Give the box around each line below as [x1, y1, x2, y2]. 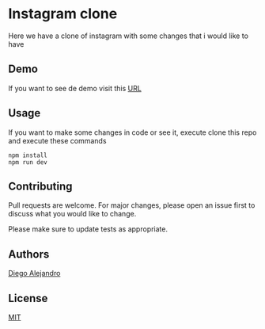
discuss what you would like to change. [8, 209, 137, 219]
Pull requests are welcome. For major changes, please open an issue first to [8, 201, 256, 210]
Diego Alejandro [8, 269, 61, 278]
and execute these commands [8, 136, 107, 145]
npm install [8, 151, 47, 159]
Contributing [8, 179, 73, 193]
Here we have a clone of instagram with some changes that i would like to [8, 31, 249, 40]
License [8, 291, 48, 305]
